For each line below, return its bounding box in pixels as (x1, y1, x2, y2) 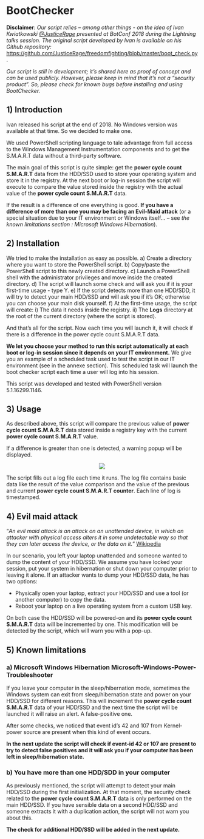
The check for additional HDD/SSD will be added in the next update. (6, 826, 180, 834)
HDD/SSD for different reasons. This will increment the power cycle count (6, 697, 192, 704)
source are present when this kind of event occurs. (23, 728, 151, 735)
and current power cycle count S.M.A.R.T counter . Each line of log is (6, 487, 181, 495)
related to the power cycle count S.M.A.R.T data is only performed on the (6, 795, 192, 802)
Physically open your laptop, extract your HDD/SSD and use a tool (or (15, 589, 189, 597)
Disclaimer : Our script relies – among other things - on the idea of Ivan (6, 24, 184, 31)
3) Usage (6, 404, 41, 414)
